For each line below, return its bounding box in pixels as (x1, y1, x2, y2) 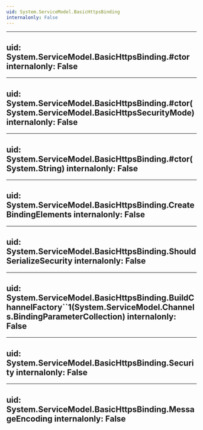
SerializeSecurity (6, 256, 73, 266)
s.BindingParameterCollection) (6, 311, 126, 321)
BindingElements (6, 209, 72, 220)
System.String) (6, 163, 65, 174)
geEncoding (6, 414, 53, 424)
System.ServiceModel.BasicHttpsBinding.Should (6, 247, 196, 257)
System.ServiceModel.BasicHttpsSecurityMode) (6, 107, 195, 118)
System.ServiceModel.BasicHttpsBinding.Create (6, 200, 195, 210)
